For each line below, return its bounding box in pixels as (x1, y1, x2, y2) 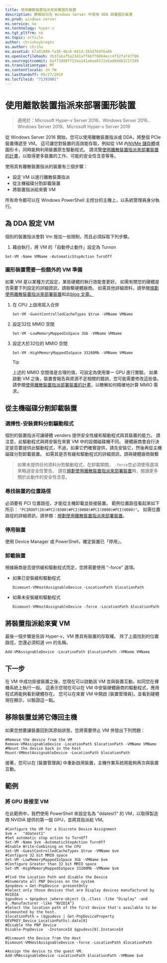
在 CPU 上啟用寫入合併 (12, 302, 60, 308)
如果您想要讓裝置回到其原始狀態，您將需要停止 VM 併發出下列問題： (5, 727, 146, 733)
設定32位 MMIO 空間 (12, 321, 55, 327)
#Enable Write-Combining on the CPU (5, 844, 81, 849)
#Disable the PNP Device (5, 923, 57, 928)
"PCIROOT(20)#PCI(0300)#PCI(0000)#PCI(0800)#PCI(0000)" (19, 507, 138, 512)
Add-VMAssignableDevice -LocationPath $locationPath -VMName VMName (5, 649, 150, 654)
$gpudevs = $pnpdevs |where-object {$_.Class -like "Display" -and (5, 896, 148, 901)
